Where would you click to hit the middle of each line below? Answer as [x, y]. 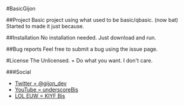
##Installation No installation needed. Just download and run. [81, 37]
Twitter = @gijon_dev [41, 83]
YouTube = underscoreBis [46, 90]
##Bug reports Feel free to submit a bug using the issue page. [82, 49]
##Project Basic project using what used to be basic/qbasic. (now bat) [92, 20]
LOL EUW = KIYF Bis [40, 96]
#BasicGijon [21, 9]
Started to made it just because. [45, 26]
